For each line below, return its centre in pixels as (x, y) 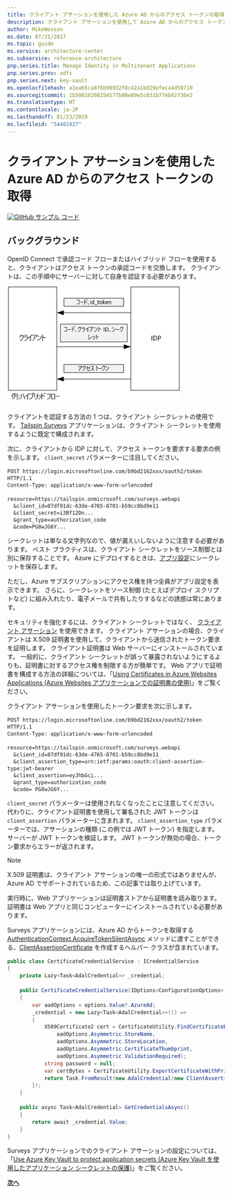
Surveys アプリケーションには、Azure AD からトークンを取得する (100, 930)
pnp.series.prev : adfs (40, 73)
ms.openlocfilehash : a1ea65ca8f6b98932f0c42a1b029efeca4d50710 (100, 88)
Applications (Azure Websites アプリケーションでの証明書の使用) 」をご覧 (112, 682)
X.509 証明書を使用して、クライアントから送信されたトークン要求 (126, 639)
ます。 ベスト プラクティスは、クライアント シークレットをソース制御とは (118, 549)
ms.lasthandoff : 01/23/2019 (48, 117)
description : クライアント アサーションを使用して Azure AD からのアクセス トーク (115, 22)
